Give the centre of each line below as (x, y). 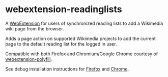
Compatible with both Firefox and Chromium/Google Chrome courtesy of (82, 54)
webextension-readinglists (64, 9)
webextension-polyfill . (29, 59)
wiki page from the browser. (35, 28)
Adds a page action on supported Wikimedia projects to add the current (81, 38)
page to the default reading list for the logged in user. (61, 44)
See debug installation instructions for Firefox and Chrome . (67, 69)
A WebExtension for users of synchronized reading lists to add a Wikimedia (84, 23)
